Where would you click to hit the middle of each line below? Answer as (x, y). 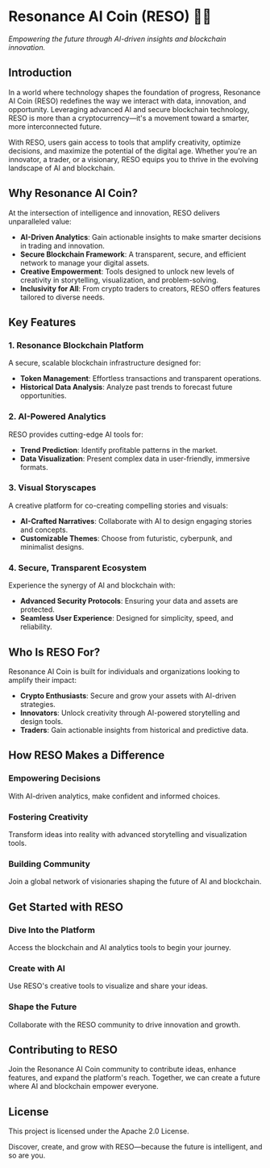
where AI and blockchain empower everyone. (83, 1086)
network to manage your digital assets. (85, 262)
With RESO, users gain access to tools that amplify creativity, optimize (125, 142)
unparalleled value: (40, 221)
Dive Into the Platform (52, 930)
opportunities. (43, 396)
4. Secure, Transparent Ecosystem (78, 567)
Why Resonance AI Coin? (73, 193)
